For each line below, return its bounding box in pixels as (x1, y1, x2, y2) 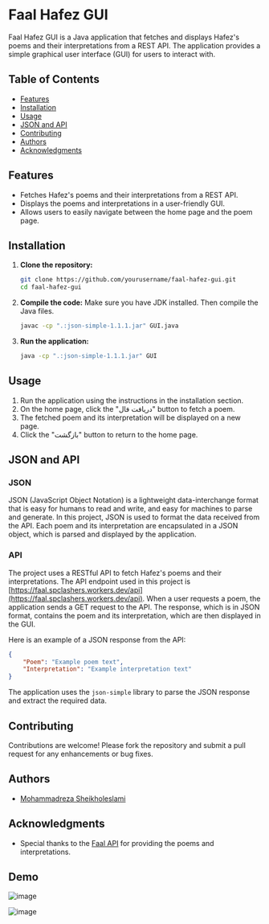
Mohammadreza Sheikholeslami (19, 794, 126, 803)
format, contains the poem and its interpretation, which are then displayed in (8, 610, 261, 620)
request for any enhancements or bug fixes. (8, 749, 154, 758)
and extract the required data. (8, 696, 107, 705)
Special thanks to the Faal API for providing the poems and (19, 838, 214, 848)
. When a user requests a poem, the (142, 593, 261, 603)
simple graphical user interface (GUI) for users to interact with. (8, 49, 216, 59)
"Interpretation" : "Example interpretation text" (22, 665, 193, 673)
